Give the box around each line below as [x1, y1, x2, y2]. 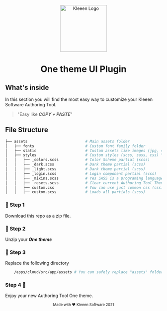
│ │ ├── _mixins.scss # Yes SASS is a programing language [5, 176, 164, 181]
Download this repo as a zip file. [5, 213, 71, 219]
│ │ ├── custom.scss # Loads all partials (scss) [5, 190, 146, 195]
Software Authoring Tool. [5, 102, 57, 107]
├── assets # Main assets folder [5, 139, 130, 144]
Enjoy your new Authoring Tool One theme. [5, 293, 93, 299]
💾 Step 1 [5, 201, 25, 208]
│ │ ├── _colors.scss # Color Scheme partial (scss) [5, 157, 150, 162]
